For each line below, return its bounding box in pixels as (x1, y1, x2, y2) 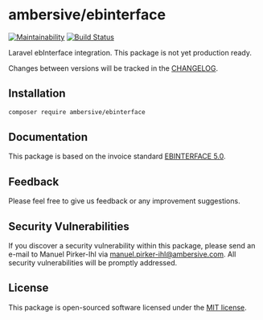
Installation (8, 87, 66, 101)
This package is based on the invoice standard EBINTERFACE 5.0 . (8, 151, 227, 162)
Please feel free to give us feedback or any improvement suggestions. (8, 196, 240, 206)
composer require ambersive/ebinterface (8, 108, 146, 116)
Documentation (8, 130, 88, 144)
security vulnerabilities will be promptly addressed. (8, 258, 178, 268)
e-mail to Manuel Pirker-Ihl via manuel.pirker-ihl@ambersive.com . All (8, 249, 236, 259)
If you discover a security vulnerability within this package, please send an (8, 241, 256, 251)
